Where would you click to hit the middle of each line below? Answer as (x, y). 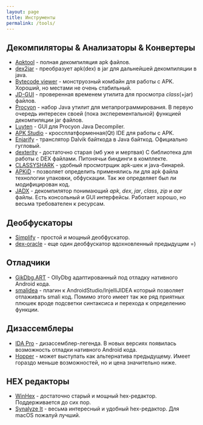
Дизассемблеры (40, 328)
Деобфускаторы (39, 222)
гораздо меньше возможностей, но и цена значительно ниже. (96, 362)
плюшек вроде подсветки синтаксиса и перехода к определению (100, 303)
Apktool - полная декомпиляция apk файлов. (73, 62)
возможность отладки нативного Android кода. (76, 349)
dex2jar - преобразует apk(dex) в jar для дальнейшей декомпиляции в (106, 69)
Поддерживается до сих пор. (53, 403)
